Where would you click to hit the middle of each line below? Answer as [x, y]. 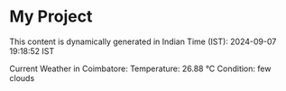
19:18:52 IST [32, 50]
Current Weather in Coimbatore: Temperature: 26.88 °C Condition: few [140, 68]
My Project [51, 17]
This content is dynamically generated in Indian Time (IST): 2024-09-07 [143, 41]
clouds [22, 77]
